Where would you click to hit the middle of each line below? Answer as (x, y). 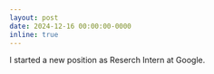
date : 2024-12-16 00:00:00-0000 (70, 26)
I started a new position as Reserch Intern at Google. (107, 60)
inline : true (34, 34)
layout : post (34, 18)
